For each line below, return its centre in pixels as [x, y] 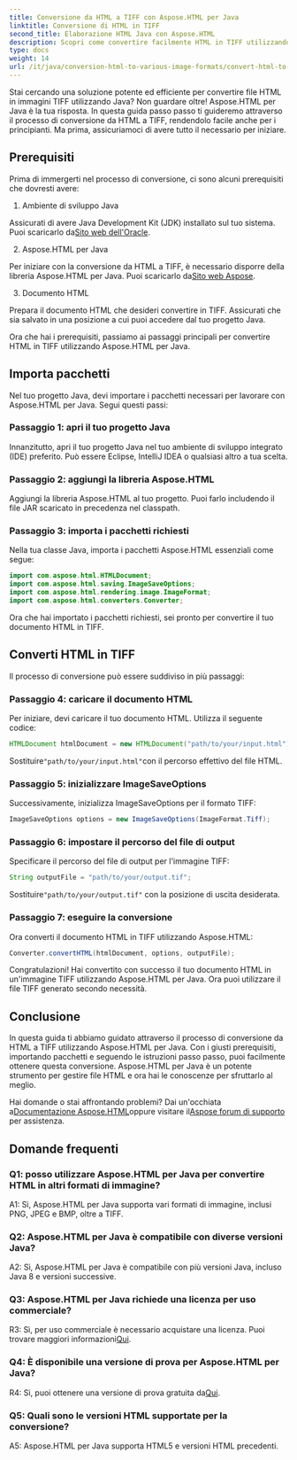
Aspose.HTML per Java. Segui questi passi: [89, 405]
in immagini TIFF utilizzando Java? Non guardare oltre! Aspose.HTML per [142, 101]
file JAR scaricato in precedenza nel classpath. [95, 508]
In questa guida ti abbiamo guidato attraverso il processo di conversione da [146, 1038]
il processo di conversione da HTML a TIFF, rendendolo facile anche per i [143, 120]
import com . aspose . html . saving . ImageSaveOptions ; [103, 584]
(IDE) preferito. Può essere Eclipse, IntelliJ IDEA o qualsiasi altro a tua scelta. [148, 456]
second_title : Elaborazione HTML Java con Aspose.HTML [112, 34]
